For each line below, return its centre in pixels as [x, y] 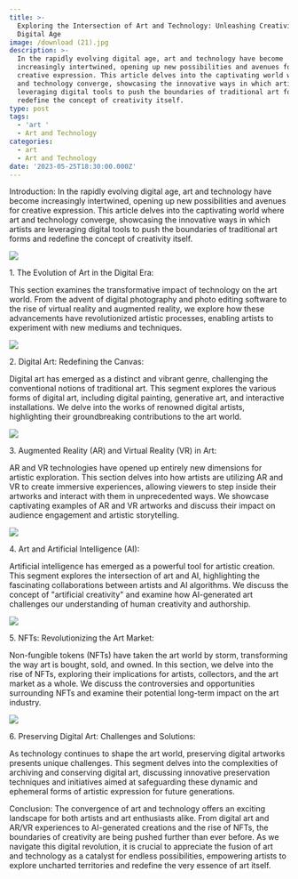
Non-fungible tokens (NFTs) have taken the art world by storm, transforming [149, 656]
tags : [19, 117]
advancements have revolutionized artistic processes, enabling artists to [141, 319]
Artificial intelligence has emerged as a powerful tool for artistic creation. [142, 567]
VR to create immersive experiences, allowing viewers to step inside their [143, 487]
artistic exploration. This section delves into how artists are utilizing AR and [146, 478]
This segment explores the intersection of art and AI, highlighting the [134, 576]
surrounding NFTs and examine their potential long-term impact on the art [144, 693]
